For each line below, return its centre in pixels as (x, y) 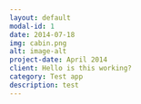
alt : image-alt (38, 52)
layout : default (40, 18)
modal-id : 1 (32, 26)
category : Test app (46, 77)
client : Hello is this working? (70, 69)
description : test (44, 85)
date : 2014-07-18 (42, 34)
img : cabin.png (38, 43)
